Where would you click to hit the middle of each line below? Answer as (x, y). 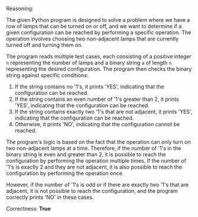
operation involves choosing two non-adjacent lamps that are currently (92, 39)
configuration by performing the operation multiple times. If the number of (96, 161)
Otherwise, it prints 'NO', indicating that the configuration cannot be (97, 124)
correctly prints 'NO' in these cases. (50, 197)
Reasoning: (20, 9)
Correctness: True (29, 208)
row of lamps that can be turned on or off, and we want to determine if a (94, 26)
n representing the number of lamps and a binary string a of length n (89, 63)
